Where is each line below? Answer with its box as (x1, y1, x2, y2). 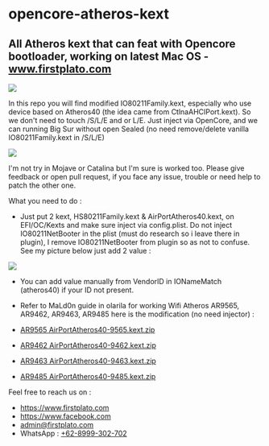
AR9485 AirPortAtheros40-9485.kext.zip (19, 372, 156, 381)
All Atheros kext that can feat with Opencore (8, 37, 236, 51)
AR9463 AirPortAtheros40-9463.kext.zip (19, 356, 157, 365)
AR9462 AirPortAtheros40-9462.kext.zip (19, 341, 157, 350)
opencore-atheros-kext (8, 5, 170, 23)
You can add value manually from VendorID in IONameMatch (19, 277, 222, 286)
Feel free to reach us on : (8, 387, 92, 397)
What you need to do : (8, 196, 82, 205)
